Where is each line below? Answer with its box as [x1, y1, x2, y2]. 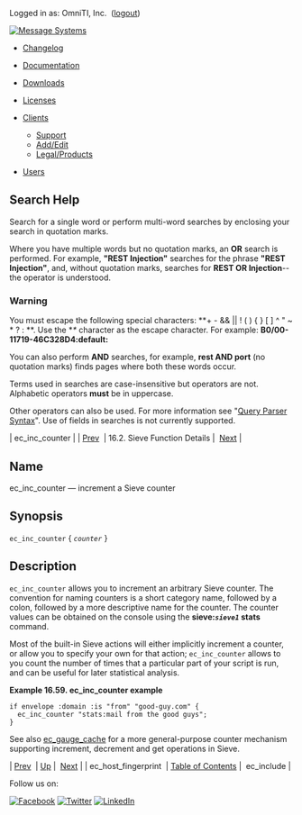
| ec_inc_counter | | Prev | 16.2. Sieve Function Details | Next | [9, 432, 243, 444]
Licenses [22, 95, 57, 105]
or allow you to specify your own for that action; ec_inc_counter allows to [9, 647, 281, 658]
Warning [9, 294, 48, 307]
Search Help [9, 193, 80, 208]
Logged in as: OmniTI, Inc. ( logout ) [9, 8, 142, 18]
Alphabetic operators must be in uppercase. [9, 388, 174, 399]
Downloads [22, 77, 65, 88]
